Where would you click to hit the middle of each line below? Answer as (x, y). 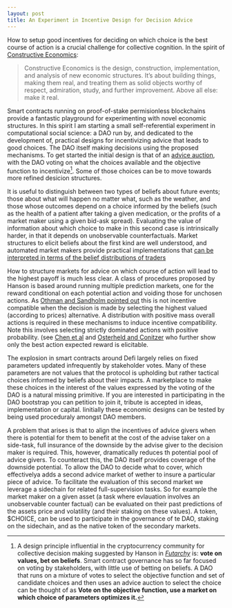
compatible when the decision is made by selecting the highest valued (107, 308)
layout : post (26, 14)
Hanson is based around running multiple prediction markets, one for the (110, 286)
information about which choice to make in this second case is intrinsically (113, 229)
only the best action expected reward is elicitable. (78, 345)
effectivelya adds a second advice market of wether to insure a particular (111, 474)
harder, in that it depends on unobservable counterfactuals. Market (103, 235)
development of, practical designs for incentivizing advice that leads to (108, 140)
